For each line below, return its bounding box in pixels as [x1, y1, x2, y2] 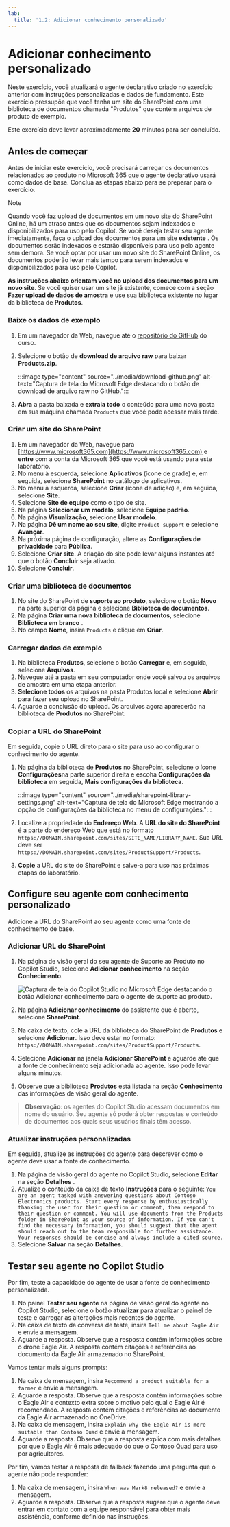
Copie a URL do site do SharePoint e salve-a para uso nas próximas [17, 861, 209, 869]
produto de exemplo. [8, 113, 67, 121]
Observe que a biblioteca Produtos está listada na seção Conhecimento [17, 1082, 223, 1090]
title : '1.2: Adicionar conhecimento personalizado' [14, 16, 168, 23]
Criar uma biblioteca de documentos [8, 581, 132, 591]
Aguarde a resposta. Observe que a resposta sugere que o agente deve [17, 1498, 220, 1506]
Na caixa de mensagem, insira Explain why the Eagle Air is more [17, 1420, 206, 1428]
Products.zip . [17, 359, 57, 367]
